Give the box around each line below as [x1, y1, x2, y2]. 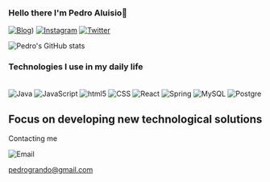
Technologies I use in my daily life [8, 61, 143, 72]
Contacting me [8, 134, 58, 143]
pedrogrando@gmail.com [8, 165, 93, 175]
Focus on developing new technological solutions [8, 112, 263, 126]
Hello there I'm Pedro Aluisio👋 [8, 7, 127, 19]
